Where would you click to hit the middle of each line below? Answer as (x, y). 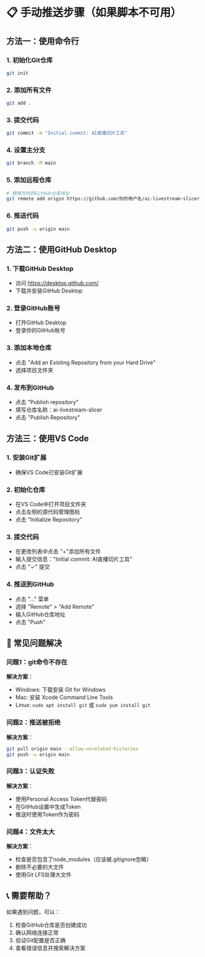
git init (17, 73)
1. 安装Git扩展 (27, 458)
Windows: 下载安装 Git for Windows (60, 690)
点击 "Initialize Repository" (49, 520)
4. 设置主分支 (26, 150)
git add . (19, 103)
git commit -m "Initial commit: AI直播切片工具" (67, 133)
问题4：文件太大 (31, 832)
